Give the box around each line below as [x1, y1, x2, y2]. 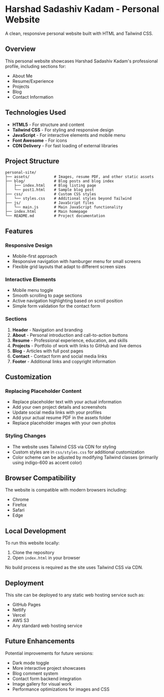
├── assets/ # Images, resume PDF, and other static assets [5, 175, 154, 180]
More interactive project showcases [12, 665, 86, 671]
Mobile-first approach [12, 253, 57, 259]
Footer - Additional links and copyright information [12, 358, 116, 364]
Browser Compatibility [5, 474, 76, 482]
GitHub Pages [12, 602, 41, 608]
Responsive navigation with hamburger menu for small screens [12, 258, 141, 264]
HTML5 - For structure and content [12, 122, 85, 127]
